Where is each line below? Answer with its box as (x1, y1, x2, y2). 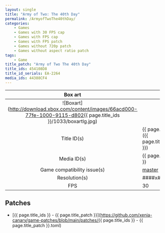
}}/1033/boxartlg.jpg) (47, 118, 98, 125)
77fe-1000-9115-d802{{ (25, 111, 88, 118)
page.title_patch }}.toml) (12, 222, 61, 228)
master (142, 166, 159, 173)
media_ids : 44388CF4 (5, 76, 48, 80)
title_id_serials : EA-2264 (5, 71, 60, 76)
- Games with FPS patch (14, 39, 63, 44)
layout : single (5, 7, 36, 12)
